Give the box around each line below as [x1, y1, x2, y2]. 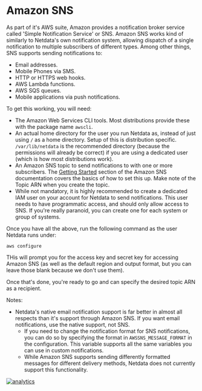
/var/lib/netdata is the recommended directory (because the [15, 142, 170, 149]
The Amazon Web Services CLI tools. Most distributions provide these [15, 116, 190, 124]
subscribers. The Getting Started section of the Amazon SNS [15, 168, 168, 176]
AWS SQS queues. [15, 87, 62, 94]
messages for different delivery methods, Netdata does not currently [24, 360, 195, 367]
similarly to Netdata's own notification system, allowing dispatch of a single [6, 36, 194, 44]
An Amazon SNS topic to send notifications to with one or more [15, 162, 173, 169]
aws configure [6, 243, 42, 249]
